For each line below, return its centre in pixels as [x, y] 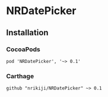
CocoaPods [23, 49]
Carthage [20, 76]
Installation [27, 33]
